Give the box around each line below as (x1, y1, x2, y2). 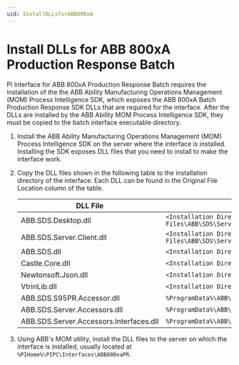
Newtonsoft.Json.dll (20, 269, 88, 279)
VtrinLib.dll (20, 281, 58, 291)
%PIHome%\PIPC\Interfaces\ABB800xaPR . (16, 349, 131, 358)
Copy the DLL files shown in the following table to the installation (16, 169, 208, 177)
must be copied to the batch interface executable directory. (6, 118, 181, 126)
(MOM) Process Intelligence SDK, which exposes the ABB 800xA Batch (6, 95, 216, 104)
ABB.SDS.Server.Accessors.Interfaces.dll (20, 316, 159, 326)
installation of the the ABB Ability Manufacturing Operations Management (6, 87, 223, 96)
